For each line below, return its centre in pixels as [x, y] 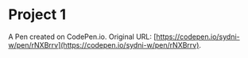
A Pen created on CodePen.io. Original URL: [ [82, 37]
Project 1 [37, 15]
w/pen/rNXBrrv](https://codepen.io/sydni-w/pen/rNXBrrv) [104, 44]
